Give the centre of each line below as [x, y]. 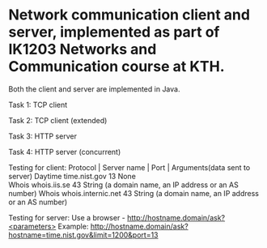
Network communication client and [129, 15]
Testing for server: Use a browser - [67, 217]
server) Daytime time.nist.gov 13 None [72, 176]
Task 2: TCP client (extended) [58, 120]
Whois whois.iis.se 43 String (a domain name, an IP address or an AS [123, 185]
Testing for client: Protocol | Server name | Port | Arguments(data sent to [129, 167]
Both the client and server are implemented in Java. [94, 89]
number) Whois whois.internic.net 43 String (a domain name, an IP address [133, 193]
